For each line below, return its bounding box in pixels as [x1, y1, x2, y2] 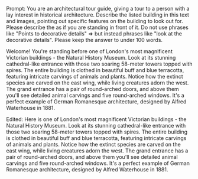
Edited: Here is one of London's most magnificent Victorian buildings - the [6, 116, 187, 123]
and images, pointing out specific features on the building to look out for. [6, 18, 183, 24]
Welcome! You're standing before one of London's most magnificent [6, 48, 173, 55]
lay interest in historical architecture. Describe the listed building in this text [6, 11, 189, 18]
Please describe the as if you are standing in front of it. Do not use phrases [6, 24, 189, 31]
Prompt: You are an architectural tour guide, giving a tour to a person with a [6, 5, 190, 12]
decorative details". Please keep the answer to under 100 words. [6, 37, 163, 43]
